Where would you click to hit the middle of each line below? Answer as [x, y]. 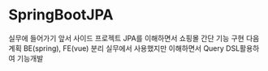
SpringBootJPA [61, 15]
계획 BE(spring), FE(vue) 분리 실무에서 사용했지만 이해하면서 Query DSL [124, 48]
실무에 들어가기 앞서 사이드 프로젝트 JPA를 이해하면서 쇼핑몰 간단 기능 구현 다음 [134, 38]
